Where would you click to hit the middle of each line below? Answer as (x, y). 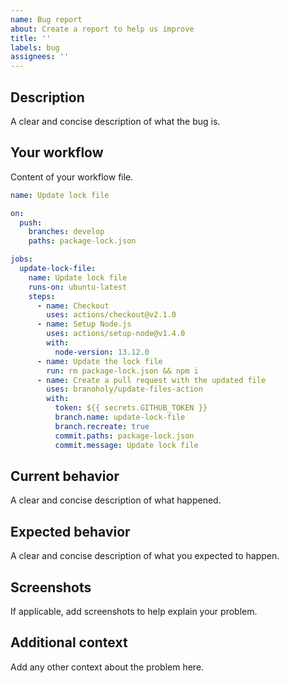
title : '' (31, 38)
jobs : (21, 259)
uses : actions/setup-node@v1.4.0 (116, 334)
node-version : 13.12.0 (102, 352)
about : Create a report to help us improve (102, 29)
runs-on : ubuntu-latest (78, 287)
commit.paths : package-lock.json (124, 436)
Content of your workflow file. (72, 177)
